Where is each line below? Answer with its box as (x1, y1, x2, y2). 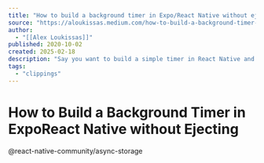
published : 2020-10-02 (8, 41, 82, 49)
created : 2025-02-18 (8, 48, 76, 56)
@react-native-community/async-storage (8, 146, 143, 155)
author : (8, 26, 34, 34)
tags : (8, 63, 26, 71)
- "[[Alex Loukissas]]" (15, 33, 93, 42)
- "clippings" (15, 70, 61, 78)
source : (8, 19, 34, 27)
